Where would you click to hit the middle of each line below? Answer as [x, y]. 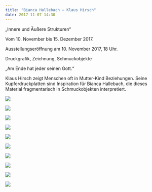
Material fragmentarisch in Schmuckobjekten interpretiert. [66, 89]
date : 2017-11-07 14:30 [30, 15]
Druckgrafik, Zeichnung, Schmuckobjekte [49, 58]
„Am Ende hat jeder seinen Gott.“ [40, 68]
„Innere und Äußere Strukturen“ [38, 29]
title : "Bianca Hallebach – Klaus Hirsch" [51, 10]
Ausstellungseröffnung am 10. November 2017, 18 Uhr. [62, 49]
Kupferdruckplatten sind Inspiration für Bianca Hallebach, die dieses [76, 84]
